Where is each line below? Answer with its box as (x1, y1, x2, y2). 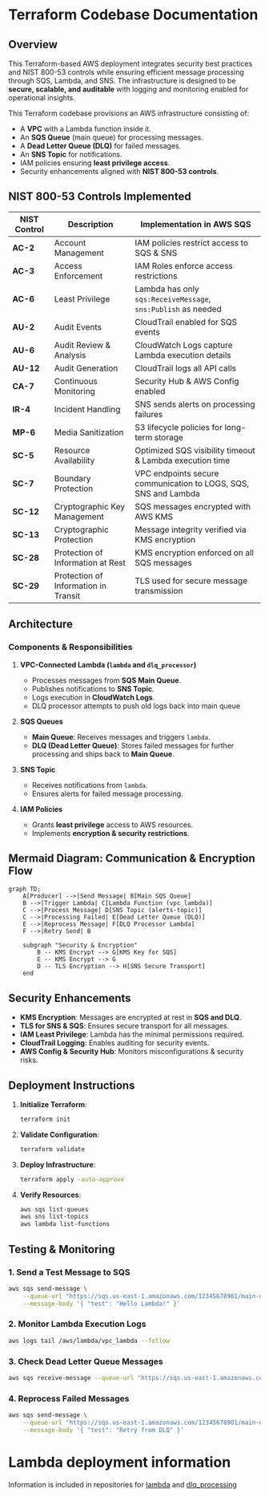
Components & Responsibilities (8, 642, 133, 653)
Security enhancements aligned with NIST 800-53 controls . (19, 167, 219, 176)
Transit (54, 590, 81, 601)
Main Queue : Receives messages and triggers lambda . (31, 732, 211, 741)
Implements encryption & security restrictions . (31, 828, 190, 838)
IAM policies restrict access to (134, 237, 249, 248)
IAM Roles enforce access (134, 260, 234, 271)
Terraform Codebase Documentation (8, 6, 259, 24)
